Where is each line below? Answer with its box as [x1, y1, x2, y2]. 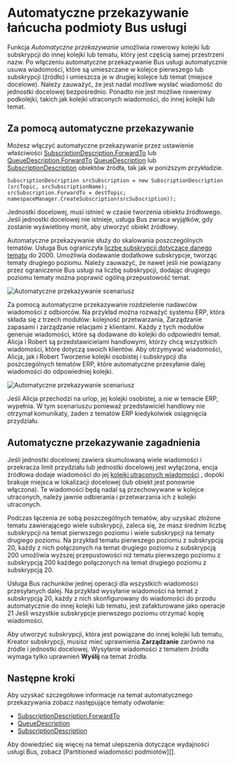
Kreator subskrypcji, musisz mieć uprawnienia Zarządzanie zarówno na [7, 637, 214, 646]
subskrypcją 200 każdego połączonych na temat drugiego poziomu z [7, 558, 207, 566]
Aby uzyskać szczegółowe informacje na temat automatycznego [7, 691, 193, 699]
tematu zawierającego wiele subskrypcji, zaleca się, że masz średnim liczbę [7, 521, 226, 529]
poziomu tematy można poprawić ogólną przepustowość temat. [7, 273, 191, 281]
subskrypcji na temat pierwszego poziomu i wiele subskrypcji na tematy [7, 528, 215, 536]
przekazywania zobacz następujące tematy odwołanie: [7, 698, 166, 707]
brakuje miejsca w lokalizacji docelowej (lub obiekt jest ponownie [7, 478, 195, 486]
